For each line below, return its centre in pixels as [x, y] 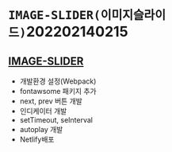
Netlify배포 [37, 139]
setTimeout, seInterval [56, 120]
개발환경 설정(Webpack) [58, 81]
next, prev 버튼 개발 [51, 101]
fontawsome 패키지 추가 [58, 91]
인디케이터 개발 [43, 111]
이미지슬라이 [133, 16]
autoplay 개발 [41, 129]
